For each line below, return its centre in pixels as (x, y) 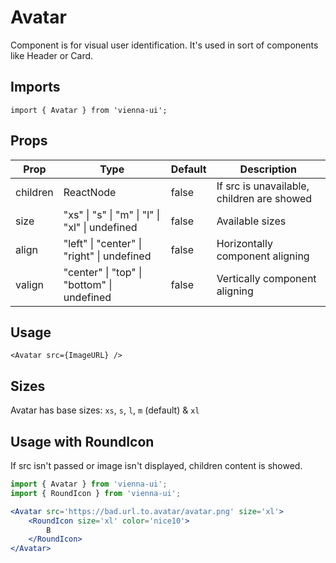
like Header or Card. (52, 55)
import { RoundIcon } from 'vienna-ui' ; (96, 493)
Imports (35, 87)
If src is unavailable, (263, 186)
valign (29, 284)
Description (268, 169)
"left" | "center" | (102, 243)
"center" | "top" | (103, 272)
